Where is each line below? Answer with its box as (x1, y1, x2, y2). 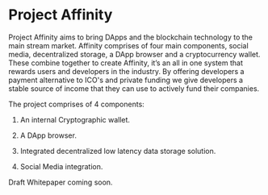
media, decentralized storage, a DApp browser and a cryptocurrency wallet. (8, 49, 261, 59)
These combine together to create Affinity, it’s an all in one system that (8, 58, 244, 68)
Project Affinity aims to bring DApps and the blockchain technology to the (8, 32, 253, 42)
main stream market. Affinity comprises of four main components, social (8, 40, 249, 50)
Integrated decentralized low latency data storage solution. (19, 146, 216, 156)
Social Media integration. (19, 161, 103, 171)
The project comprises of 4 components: (8, 99, 145, 109)
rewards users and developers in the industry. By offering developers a (8, 66, 245, 76)
